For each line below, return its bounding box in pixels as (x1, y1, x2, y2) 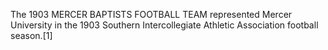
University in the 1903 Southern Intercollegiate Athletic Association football (10, 19, 319, 31)
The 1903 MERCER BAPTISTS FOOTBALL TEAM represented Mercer (10, 9, 293, 20)
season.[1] (10, 30, 53, 41)
